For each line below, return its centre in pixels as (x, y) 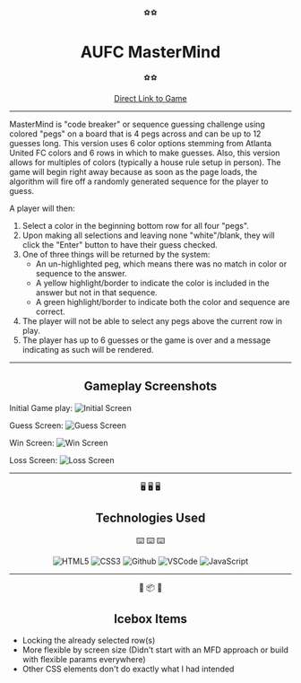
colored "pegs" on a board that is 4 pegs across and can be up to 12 (135, 134)
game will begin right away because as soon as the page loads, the (133, 171)
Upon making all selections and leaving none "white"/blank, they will (148, 235)
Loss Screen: (34, 460)
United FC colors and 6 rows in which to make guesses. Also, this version (145, 153)
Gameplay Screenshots (150, 386)
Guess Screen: (37, 425)
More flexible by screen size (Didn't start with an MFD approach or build (155, 650)
